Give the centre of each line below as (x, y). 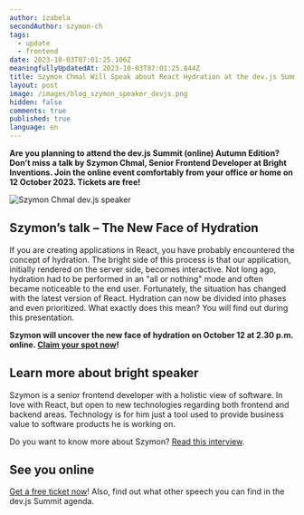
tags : (19, 34)
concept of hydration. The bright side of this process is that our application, (150, 259)
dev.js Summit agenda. (52, 501)
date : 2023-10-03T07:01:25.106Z (70, 60)
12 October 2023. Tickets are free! (75, 182)
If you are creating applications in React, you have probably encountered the (152, 249)
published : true (40, 119)
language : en (34, 128)
